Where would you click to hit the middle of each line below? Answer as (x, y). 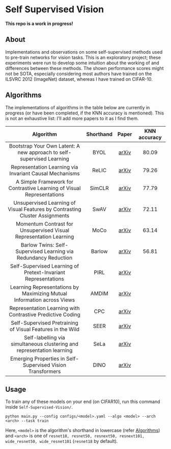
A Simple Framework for (45, 181)
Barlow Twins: (37, 245)
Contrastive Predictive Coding (44, 314)
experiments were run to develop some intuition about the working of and (82, 63)
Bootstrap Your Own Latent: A (45, 146)
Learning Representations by (45, 287)
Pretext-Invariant (44, 272)
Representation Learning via (45, 167)
